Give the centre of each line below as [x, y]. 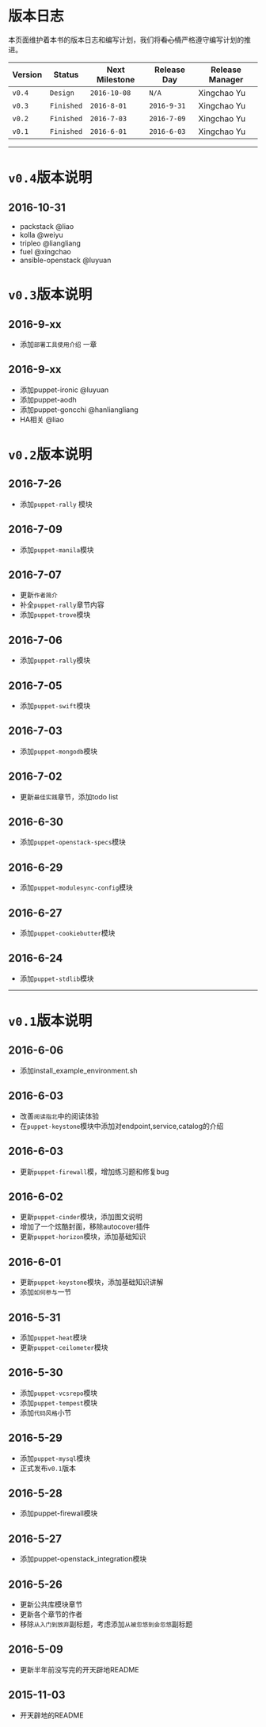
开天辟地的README [52, 1715]
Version [27, 74]
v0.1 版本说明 [50, 1021]
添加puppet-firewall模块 [59, 1513]
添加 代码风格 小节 [46, 1412]
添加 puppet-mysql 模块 [55, 1458]
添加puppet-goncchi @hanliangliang [79, 410]
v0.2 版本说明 [50, 454]
